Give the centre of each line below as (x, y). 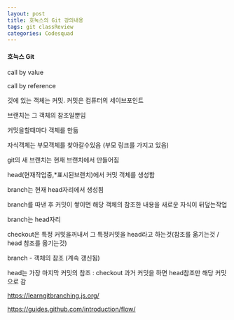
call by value (26, 72)
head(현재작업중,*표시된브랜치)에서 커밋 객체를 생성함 (81, 175)
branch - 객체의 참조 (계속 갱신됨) (54, 258)
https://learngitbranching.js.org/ (53, 295)
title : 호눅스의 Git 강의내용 (46, 20)
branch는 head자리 (34, 220)
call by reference (32, 86)
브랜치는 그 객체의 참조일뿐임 (47, 116)
